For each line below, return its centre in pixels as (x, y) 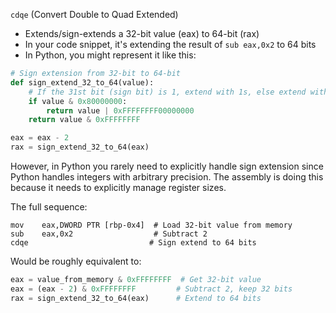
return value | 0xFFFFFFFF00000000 (120, 110)
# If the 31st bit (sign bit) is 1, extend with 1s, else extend (167, 92)
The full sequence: (49, 207)
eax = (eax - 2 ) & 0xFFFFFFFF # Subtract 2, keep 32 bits (151, 289)
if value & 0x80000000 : (78, 101)
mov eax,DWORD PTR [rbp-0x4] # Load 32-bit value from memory (151, 225)
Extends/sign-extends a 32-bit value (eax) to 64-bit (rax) (142, 33)
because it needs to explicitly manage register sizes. (118, 187)
